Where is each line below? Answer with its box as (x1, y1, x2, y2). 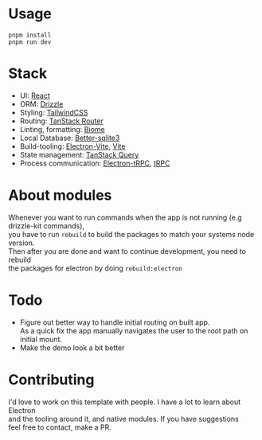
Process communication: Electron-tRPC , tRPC (19, 158, 170, 168)
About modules (8, 186, 112, 204)
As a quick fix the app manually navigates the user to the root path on (19, 325, 248, 335)
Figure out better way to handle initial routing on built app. (19, 317, 210, 327)
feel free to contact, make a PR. (8, 422, 111, 432)
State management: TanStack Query (19, 150, 139, 159)
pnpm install (8, 31, 52, 39)
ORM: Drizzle (19, 99, 64, 108)
